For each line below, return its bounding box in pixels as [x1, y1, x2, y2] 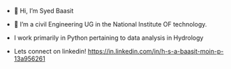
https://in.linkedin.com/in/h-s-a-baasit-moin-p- [87, 47, 224, 55]
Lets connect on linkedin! [13, 47, 87, 55]
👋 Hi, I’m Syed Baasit [13, 7, 74, 15]
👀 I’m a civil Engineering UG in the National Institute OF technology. [13, 20, 207, 28]
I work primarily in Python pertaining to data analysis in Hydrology [13, 33, 204, 42]
